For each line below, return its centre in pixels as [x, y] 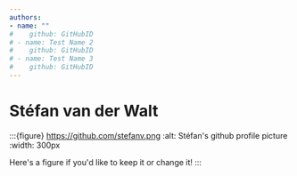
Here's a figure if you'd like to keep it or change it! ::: [106, 162]
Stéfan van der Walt [84, 111]
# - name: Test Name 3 [51, 59]
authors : [25, 17]
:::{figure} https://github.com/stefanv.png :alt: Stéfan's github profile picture [148, 135]
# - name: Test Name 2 [51, 42]
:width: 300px [35, 145]
